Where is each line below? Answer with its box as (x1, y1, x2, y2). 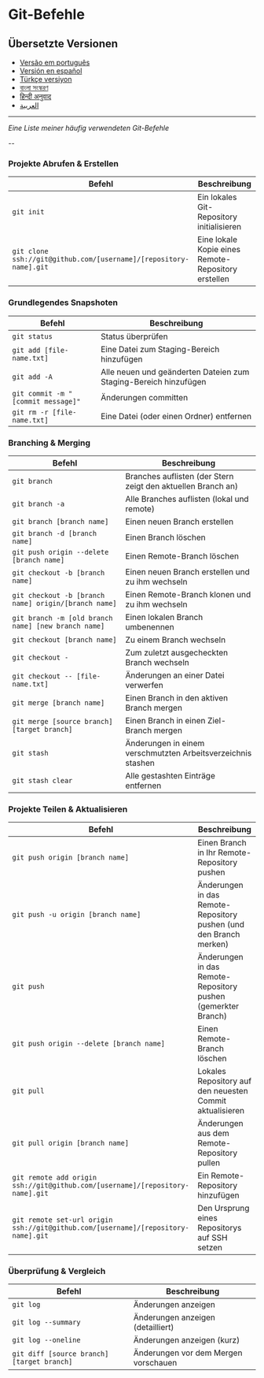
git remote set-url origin (12, 1216, 113, 1224)
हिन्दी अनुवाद (19, 92, 52, 101)
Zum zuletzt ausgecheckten (125, 647, 229, 658)
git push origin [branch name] (12, 853, 130, 862)
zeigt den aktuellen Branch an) (125, 481, 238, 492)
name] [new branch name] (12, 621, 105, 630)
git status (12, 332, 53, 340)
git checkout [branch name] (12, 635, 117, 644)
